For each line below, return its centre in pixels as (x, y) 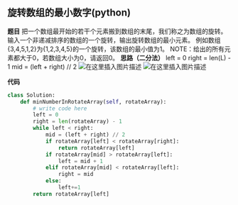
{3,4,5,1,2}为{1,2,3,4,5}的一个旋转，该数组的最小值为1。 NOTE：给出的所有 (116, 49)
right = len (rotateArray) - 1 (77, 122)
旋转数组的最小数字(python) (69, 13)
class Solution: (31, 95)
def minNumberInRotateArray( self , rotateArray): (93, 101)
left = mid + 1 (80, 161)
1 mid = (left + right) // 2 (42, 67)
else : (53, 181)
